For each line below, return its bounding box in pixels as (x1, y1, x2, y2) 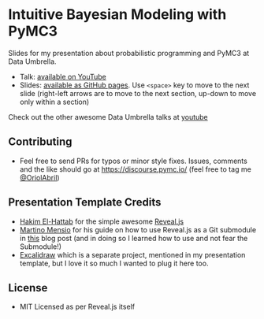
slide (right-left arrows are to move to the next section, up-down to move (19, 88, 257, 98)
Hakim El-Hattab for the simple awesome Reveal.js (19, 217, 184, 226)
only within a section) (19, 97, 90, 106)
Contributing (8, 135, 73, 149)
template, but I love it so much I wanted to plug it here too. (19, 258, 209, 268)
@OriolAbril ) (19, 172, 61, 182)
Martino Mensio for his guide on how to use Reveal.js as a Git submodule (19, 224, 257, 234)
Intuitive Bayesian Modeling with (8, 6, 227, 24)
